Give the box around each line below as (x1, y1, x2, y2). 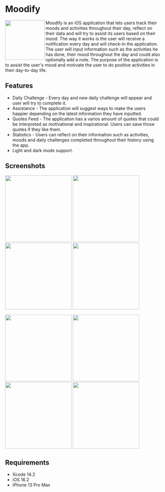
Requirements (5, 458, 49, 467)
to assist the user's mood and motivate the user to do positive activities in (5, 62, 155, 68)
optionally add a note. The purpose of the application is (45, 56, 158, 62)
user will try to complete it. (12, 100, 67, 106)
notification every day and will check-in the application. (45, 41, 158, 47)
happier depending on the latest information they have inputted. (12, 110, 142, 116)
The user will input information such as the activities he (45, 46, 158, 52)
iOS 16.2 (12, 477, 30, 483)
